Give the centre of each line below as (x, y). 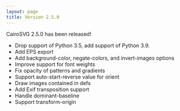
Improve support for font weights (55, 64)
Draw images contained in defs (53, 83)
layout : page (22, 12)
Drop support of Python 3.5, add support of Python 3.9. (82, 45)
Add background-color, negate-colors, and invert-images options (94, 58)
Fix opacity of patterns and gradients (60, 70)
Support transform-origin (45, 102)
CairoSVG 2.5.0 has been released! (49, 34)
